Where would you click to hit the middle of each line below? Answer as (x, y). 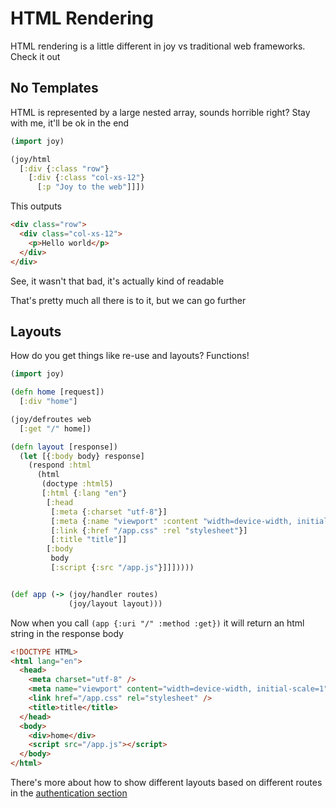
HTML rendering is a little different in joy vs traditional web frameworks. (158, 46)
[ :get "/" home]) (55, 428)
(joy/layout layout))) (115, 603)
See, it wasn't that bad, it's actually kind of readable (117, 281)
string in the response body (67, 633)
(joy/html (31, 159)
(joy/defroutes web (51, 419)
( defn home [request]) (57, 392)
